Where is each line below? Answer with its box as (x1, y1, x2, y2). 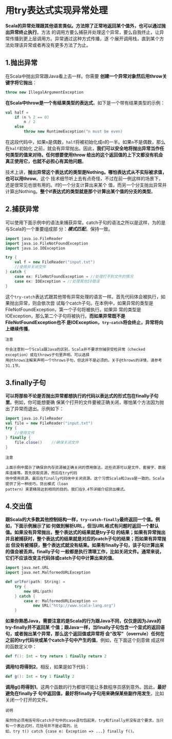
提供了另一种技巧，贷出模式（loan (5, 481, 68, 486)
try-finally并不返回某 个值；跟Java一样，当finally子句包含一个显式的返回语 (5, 624, 165, 631)
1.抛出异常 (5, 59, 38, 67)
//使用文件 (14, 430, 35, 435)
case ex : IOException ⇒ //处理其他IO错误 (14, 278, 100, 284)
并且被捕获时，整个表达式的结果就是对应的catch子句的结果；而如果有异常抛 (5, 536, 166, 542)
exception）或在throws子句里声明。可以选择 (5, 352, 90, 357)
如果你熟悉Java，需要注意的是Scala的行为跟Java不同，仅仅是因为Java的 (5, 618, 161, 624)
